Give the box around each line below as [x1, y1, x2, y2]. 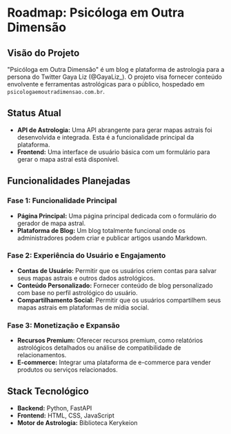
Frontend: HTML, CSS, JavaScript [17, 411, 115, 419]
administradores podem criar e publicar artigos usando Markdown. [17, 234, 208, 242]
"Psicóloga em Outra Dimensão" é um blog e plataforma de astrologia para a [7, 66, 225, 73]
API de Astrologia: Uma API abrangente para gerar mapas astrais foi [17, 126, 212, 134]
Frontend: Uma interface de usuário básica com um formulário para [17, 147, 210, 156]
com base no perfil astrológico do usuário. [17, 288, 138, 296]
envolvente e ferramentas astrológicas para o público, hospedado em [7, 80, 205, 88]
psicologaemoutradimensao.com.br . [7, 88, 105, 95]
